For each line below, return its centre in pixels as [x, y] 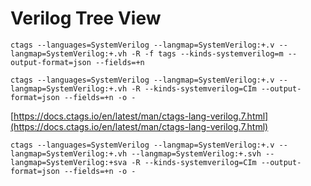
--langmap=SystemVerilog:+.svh [196, 153]
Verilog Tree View [86, 18]
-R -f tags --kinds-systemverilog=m [207, 53]
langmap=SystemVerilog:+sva [69, 162]
